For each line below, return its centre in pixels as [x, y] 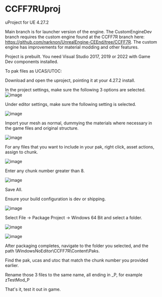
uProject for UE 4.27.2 [27, 22]
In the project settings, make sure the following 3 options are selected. [75, 89]
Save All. [14, 189]
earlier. [12, 265]
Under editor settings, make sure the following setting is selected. [71, 104]
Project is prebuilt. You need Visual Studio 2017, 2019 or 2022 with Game [78, 56]
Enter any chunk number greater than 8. [45, 171]
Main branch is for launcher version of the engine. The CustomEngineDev [78, 31]
